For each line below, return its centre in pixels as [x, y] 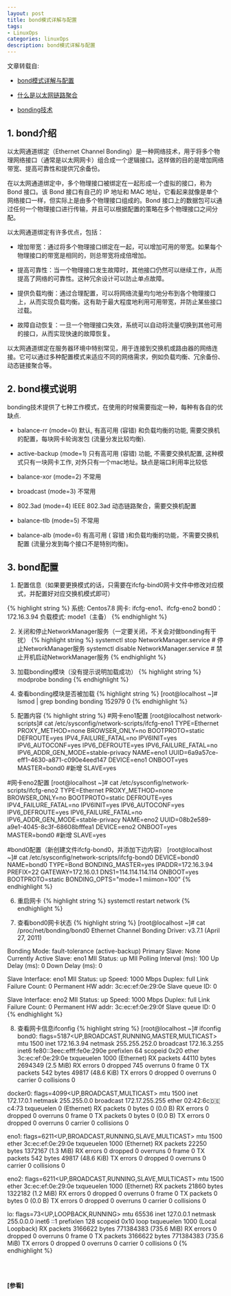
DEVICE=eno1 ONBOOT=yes [148, 760]
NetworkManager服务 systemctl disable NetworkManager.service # [119, 649]
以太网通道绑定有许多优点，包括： [55, 232]
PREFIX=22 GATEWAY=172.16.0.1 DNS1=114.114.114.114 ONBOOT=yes [103, 872]
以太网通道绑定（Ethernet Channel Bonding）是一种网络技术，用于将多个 [111, 151]
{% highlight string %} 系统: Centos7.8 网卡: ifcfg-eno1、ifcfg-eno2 [102, 608]
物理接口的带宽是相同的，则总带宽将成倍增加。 [83, 255]
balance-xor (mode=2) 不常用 [59, 476]
